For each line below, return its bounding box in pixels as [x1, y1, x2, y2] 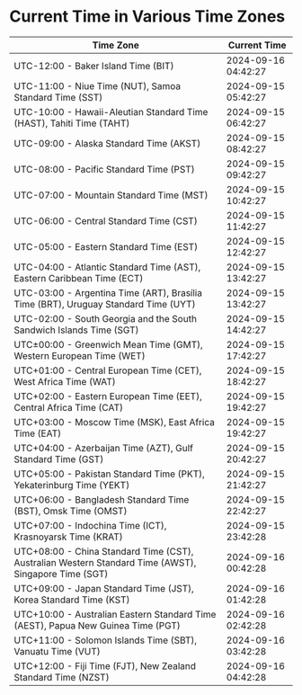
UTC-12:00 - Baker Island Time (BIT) [13, 59, 174, 72]
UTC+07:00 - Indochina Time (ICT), [13, 519, 167, 531]
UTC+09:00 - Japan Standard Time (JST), [13, 582, 195, 594]
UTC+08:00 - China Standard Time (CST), [13, 545, 194, 557]
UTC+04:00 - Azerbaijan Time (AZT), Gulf [13, 441, 193, 454]
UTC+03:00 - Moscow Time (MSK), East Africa [13, 415, 216, 428]
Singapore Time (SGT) [13, 567, 109, 580]
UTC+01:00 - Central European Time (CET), [13, 364, 202, 377]
